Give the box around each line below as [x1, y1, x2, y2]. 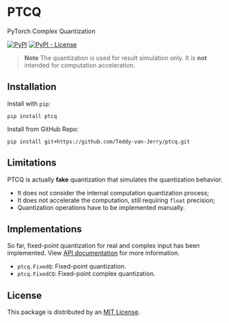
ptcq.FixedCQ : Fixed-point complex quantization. [17, 270, 156, 278]
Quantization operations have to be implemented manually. [17, 203, 185, 211]
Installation [7, 81, 57, 93]
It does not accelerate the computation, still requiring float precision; [17, 196, 216, 204]
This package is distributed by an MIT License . [7, 308, 140, 316]
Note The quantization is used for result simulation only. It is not [24, 53, 208, 62]
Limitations [7, 157, 57, 169]
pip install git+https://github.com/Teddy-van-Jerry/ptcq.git [7, 138, 190, 145]
